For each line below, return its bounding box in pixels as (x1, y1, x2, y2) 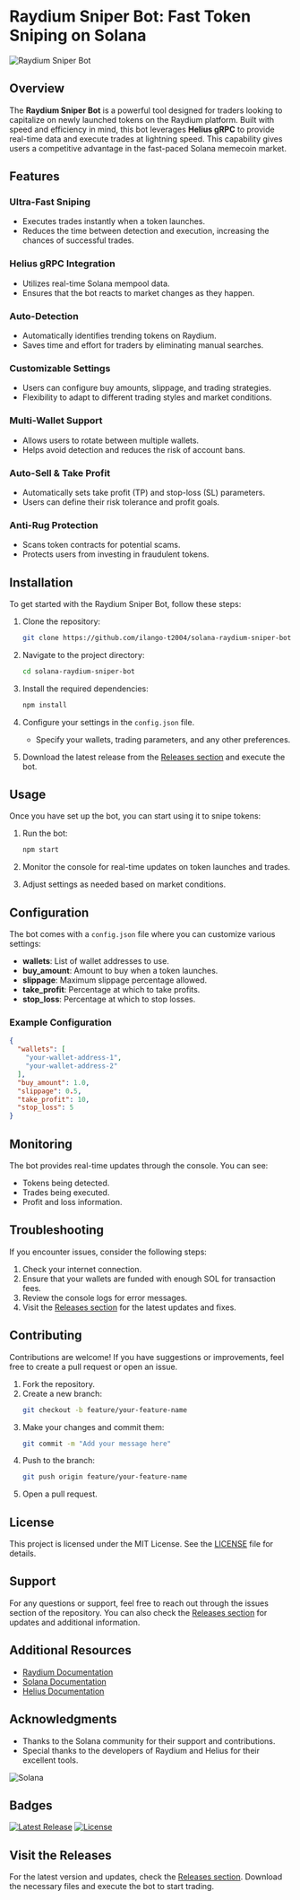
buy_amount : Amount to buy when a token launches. (21, 966, 219, 976)
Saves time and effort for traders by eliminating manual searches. (21, 340, 264, 351)
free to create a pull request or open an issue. (9, 1361, 178, 1372)
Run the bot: (21, 828, 68, 839)
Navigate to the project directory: (21, 649, 145, 660)
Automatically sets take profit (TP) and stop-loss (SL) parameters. (21, 487, 266, 498)
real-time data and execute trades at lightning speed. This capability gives (9, 133, 283, 144)
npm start (21, 846, 60, 855)
